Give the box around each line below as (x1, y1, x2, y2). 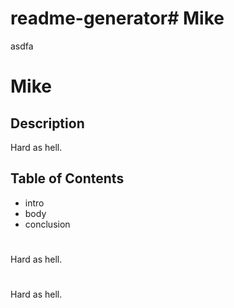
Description (10, 115, 85, 132)
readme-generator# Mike (10, 7, 225, 30)
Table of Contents (10, 170, 125, 187)
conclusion (24, 218, 71, 230)
